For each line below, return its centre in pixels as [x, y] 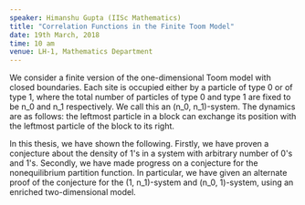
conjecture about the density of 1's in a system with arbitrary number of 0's [151, 154]
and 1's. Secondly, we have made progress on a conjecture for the [134, 163]
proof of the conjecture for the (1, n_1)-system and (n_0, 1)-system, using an [152, 182]
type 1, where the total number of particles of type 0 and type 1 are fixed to [150, 97]
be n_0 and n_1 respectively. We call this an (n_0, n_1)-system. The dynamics [152, 107]
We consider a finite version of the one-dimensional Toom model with [140, 77]
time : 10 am [32, 43]
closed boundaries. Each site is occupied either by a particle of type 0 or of [152, 87]
